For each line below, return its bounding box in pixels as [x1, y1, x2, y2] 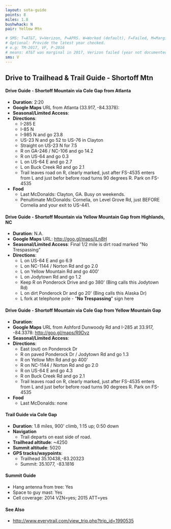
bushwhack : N [5, 21, 33, 27]
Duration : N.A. [12, 231, 43, 237]
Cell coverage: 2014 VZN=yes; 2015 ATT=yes [12, 494, 108, 500]
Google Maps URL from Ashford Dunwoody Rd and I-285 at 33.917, [12, 324, 154, 330]
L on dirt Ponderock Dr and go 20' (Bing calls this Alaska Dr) [20, 290, 147, 296]
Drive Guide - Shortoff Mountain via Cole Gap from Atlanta [5, 88, 131, 94]
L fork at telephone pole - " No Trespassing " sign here [20, 295, 134, 301]
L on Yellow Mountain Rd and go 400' [20, 268, 99, 274]
